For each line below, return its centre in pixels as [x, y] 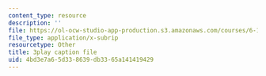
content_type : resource [47, 15]
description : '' [35, 23]
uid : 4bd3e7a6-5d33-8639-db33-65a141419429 [81, 60]
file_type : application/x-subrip [63, 38]
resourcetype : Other [42, 45]
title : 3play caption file [53, 52]
